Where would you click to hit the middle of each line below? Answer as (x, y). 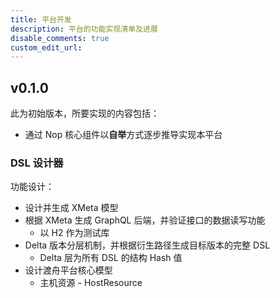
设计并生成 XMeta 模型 (71, 208)
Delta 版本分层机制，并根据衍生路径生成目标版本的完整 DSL (147, 245)
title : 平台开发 (41, 19)
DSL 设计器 (37, 163)
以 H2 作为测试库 (74, 233)
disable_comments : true (60, 38)
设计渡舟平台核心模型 (68, 270)
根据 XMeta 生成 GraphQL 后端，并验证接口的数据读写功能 (145, 220)
